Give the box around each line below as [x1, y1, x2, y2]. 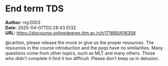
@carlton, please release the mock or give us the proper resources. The [5, 39, 154, 45]
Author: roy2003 [5, 19, 41, 25]
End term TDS [5, 3, 64, 14]
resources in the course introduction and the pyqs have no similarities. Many [5, 45, 163, 51]
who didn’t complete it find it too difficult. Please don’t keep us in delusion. [5, 55, 159, 61]
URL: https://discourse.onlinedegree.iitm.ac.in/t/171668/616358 [5, 30, 136, 36]
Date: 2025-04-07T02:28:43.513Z [5, 24, 76, 30]
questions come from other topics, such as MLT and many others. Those [5, 50, 155, 56]
